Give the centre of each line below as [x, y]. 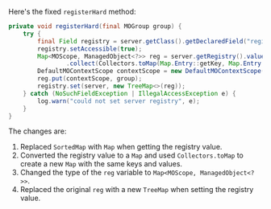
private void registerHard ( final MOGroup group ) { [95, 27]
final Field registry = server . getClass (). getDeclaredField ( [142, 41]
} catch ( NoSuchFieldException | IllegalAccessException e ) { [129, 93]
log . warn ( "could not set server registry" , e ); [119, 101]
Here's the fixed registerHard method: [72, 12]
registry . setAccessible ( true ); [90, 49]
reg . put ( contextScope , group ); [90, 79]
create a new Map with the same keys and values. [101, 164]
